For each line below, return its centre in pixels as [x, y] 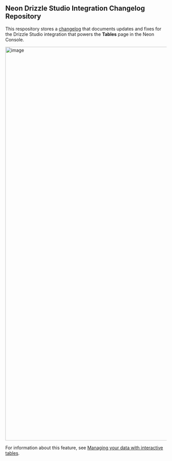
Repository [23, 17]
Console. [15, 39]
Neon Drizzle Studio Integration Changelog [75, 8]
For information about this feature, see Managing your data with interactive [84, 448]
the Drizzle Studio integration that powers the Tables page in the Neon [80, 34]
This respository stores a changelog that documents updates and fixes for [83, 29]
